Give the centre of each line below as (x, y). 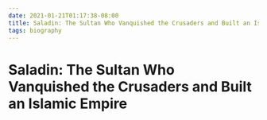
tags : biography (35, 30)
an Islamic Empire (68, 103)
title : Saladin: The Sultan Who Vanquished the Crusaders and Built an (129, 23)
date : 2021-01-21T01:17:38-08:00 (64, 15)
